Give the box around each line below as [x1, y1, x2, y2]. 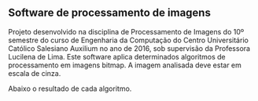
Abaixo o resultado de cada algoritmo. [8, 84, 132, 93]
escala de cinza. [8, 68, 61, 78]
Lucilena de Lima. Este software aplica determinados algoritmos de [8, 52, 226, 61]
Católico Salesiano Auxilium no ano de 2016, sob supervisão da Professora [8, 43, 250, 53]
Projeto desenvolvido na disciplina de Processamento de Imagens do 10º [8, 27, 245, 36]
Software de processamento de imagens [8, 6, 211, 20]
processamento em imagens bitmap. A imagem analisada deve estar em [8, 60, 242, 70]
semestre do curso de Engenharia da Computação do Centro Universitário [8, 35, 249, 45]
